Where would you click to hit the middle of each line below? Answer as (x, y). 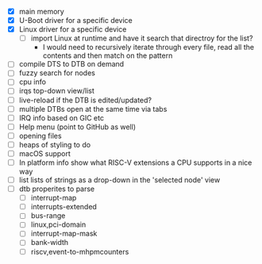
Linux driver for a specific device (73, 29)
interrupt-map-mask (64, 234)
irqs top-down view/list (56, 91)
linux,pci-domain (58, 224)
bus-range (48, 216)
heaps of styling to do (55, 144)
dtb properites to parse (57, 189)
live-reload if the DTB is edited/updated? (85, 100)
